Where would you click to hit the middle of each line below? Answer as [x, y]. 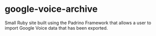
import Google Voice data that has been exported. [56, 28]
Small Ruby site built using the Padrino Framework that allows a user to [78, 23]
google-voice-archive [51, 9]
